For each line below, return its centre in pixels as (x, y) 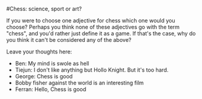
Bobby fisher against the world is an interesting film (79, 83)
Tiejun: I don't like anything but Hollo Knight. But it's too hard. (92, 70)
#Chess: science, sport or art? (44, 9)
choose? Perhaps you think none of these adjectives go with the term (93, 27)
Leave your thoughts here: (39, 52)
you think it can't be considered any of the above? (69, 40)
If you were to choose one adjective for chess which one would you (91, 20)
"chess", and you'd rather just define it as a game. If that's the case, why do (101, 33)
